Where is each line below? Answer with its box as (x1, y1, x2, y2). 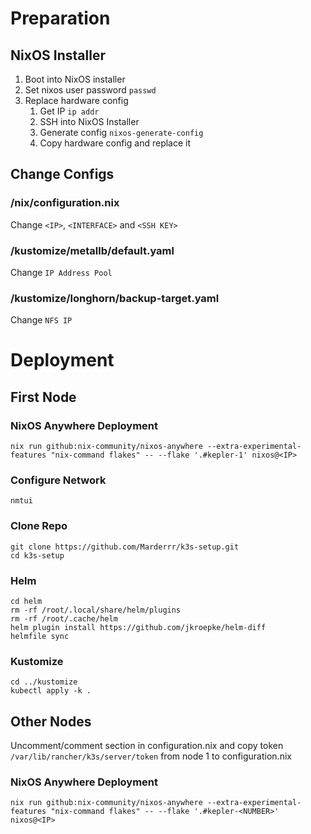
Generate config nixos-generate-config (39, 127, 204, 138)
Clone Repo (10, 519, 68, 533)
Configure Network (10, 473, 107, 487)
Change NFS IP (10, 314, 73, 326)
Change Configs (10, 166, 115, 183)
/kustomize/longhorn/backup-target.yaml (10, 291, 220, 305)
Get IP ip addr (39, 105, 100, 117)
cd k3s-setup (10, 550, 65, 561)
